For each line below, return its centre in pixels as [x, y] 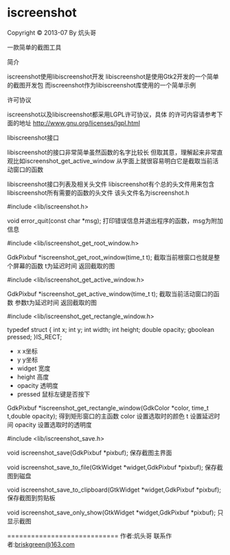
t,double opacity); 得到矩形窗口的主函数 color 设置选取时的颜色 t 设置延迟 [111, 416]
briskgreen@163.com [45, 544]
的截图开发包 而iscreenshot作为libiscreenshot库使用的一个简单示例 [102, 85]
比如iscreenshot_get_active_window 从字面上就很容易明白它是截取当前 [113, 160]
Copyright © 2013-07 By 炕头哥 [52, 32]
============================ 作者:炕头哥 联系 [87, 536]
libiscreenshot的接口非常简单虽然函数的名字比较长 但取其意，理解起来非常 [112, 152]
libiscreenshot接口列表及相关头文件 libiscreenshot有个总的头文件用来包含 [111, 184]
